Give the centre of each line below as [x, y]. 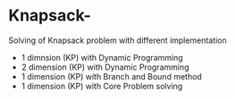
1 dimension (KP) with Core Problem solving [102, 86]
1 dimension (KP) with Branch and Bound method [111, 76]
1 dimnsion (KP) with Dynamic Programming [102, 57]
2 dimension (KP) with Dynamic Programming [105, 67]
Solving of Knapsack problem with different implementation [118, 40]
